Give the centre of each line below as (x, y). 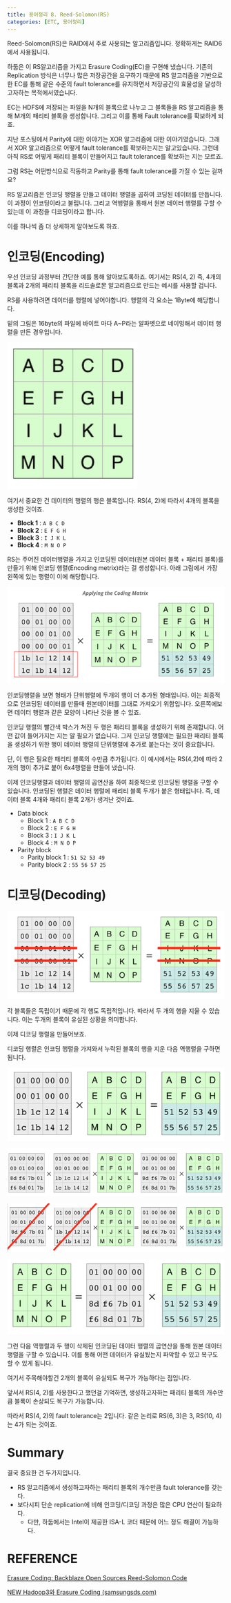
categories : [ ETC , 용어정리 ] (46, 22)
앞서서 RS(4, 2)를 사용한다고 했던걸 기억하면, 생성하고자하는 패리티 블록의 (106, 1393)
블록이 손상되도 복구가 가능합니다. (59, 1402)
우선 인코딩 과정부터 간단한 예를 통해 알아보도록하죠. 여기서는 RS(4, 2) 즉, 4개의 (114, 277)
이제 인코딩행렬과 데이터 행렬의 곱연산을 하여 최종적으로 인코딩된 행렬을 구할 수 (113, 783)
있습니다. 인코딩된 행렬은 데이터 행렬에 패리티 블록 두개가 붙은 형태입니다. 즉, (110, 791)
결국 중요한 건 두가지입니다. (44, 1473)
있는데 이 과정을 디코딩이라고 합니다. (56, 211)
